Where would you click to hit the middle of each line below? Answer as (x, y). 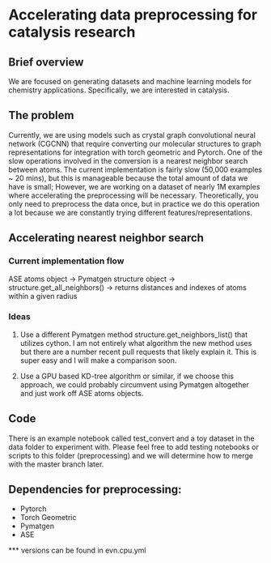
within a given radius (43, 296)
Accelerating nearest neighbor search (106, 238)
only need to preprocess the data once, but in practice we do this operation (134, 203)
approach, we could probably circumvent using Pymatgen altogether (134, 384)
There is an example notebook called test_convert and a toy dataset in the (131, 438)
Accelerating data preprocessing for (133, 15)
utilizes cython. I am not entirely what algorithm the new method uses (136, 343)
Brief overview (46, 62)
